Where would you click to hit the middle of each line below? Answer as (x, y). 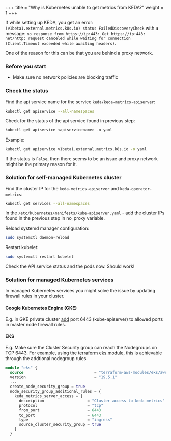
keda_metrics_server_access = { (49, 396)
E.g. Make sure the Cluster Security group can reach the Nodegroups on (81, 347)
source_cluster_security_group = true (60, 425)
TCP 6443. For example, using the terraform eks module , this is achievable (84, 353)
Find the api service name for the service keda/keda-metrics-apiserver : (80, 102)
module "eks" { (21, 368)
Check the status (27, 91)
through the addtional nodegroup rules (46, 358)
